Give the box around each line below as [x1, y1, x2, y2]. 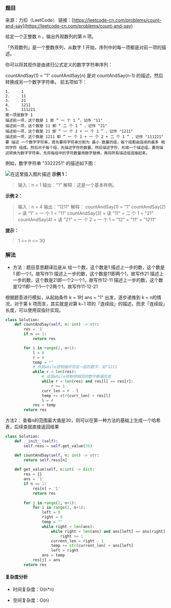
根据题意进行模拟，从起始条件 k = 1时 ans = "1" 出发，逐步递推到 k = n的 [5, 294, 157, 300]
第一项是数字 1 [5, 113, 33, 118]
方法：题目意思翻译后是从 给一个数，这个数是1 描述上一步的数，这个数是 [12, 264, 165, 270]
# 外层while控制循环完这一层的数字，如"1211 [32, 365, 117, 370]
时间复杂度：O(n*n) [12, 586, 55, 593]
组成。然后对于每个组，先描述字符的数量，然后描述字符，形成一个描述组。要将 [18, 145, 160, 151]
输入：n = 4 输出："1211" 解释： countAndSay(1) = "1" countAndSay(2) [17, 204, 166, 210]
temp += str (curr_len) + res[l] [41, 393, 111, 398]
